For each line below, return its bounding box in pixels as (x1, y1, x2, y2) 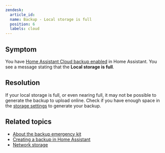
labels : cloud (10, 26, 40, 31)
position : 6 (10, 21, 36, 27)
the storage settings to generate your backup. (5, 102, 102, 109)
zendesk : (5, 7, 24, 13)
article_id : (10, 12, 36, 17)
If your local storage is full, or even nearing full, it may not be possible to (5, 92, 156, 98)
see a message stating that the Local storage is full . (5, 64, 114, 70)
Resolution (5, 79, 40, 87)
